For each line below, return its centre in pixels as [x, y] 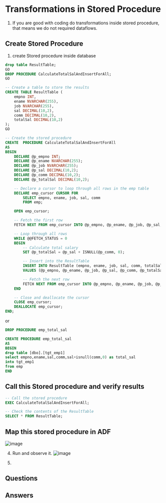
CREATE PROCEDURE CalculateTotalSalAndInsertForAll [61, 142]
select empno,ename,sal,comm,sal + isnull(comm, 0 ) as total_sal [70, 357]
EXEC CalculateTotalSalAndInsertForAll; [47, 403]
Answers [19, 495]
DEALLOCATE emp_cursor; [39, 307]
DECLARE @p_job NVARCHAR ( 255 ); [46, 166]
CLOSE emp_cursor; [33, 302]
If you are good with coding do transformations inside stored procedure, [86, 23]
